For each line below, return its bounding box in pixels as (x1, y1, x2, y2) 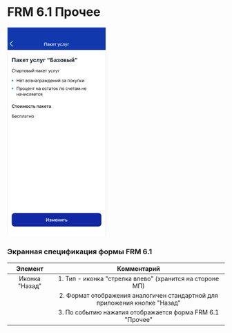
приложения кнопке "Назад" (96, 298, 181, 307)
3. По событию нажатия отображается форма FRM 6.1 (58, 308, 220, 316)
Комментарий (117, 264, 160, 273)
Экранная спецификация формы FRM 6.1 (7, 247, 153, 256)
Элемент (16, 264, 43, 273)
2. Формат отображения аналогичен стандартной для (59, 292, 219, 300)
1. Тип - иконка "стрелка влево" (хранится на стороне (57, 274, 220, 283)
